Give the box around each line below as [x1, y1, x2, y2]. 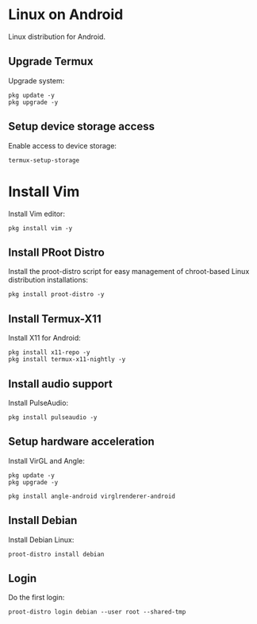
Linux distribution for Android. [8, 32, 105, 41]
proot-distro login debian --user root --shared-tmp [8, 608, 186, 616]
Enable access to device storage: [8, 141, 117, 150]
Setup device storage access [8, 120, 155, 133]
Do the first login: [8, 593, 65, 603]
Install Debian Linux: [8, 534, 75, 545]
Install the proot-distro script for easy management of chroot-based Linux [8, 267, 250, 276]
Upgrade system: [8, 75, 65, 85]
